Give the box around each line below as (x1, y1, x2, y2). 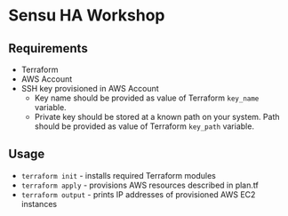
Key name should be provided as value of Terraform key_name (34, 92, 260, 103)
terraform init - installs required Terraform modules (20, 170, 217, 180)
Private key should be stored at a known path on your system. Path (34, 112, 280, 122)
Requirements (8, 41, 88, 56)
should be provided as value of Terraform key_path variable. (34, 121, 255, 132)
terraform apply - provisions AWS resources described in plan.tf (20, 180, 259, 190)
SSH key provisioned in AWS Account (20, 84, 159, 93)
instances (20, 198, 58, 209)
